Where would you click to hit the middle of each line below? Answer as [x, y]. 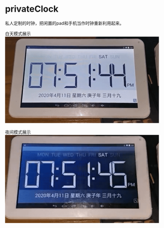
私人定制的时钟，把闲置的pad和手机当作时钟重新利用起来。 [65, 23]
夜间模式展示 [18, 132]
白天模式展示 [18, 33]
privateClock [32, 9]
